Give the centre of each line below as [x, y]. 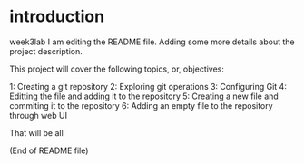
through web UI [39, 115]
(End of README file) [49, 150]
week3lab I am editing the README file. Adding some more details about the [152, 42]
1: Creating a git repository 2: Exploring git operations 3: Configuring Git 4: [148, 86]
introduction [57, 17]
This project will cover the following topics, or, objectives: [117, 69]
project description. [46, 51]
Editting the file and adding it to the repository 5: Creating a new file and [144, 96]
